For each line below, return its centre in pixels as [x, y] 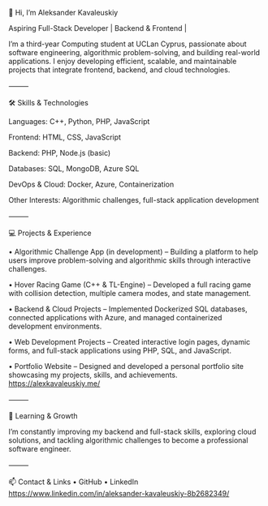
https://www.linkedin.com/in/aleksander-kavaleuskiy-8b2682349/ [119, 493]
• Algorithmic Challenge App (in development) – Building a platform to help [133, 252]
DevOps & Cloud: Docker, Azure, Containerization [91, 184]
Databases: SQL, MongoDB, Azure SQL [74, 169]
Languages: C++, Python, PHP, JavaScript [79, 121]
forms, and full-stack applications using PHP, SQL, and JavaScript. [120, 350]
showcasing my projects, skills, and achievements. [93, 375]
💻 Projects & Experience [50, 233]
